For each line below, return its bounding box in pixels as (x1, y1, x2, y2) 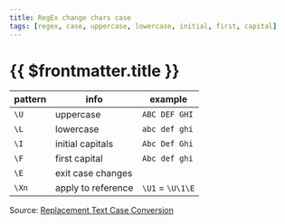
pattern (14, 93, 47, 106)
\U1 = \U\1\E (141, 182, 195, 194)
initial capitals (55, 137, 114, 150)
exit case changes (55, 167, 133, 180)
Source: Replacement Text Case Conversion (9, 205, 174, 216)
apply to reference (55, 182, 134, 194)
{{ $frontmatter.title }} (9, 61, 180, 81)
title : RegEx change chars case (9, 13, 131, 23)
